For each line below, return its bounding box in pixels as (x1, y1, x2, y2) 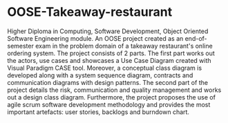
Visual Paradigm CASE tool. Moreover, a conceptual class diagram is (7, 64, 202, 72)
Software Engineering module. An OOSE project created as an (7, 34, 184, 42)
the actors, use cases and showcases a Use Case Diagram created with (7, 56, 212, 64)
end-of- (184, 34, 207, 42)
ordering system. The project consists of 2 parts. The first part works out (7, 49, 216, 57)
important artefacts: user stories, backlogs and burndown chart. (7, 108, 190, 116)
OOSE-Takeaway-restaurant (7, 4, 173, 20)
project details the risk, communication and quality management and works (7, 86, 222, 94)
